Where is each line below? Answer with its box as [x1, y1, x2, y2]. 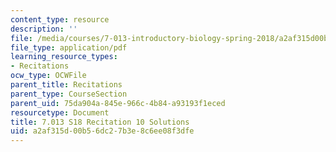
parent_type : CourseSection [10, 89, 128, 99]
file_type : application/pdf [10, 42, 128, 53]
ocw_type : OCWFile [10, 71, 87, 81]
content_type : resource [10, 14, 110, 25]
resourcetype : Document [10, 107, 110, 118]
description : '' [10, 24, 78, 34]
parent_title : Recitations [10, 80, 123, 90]
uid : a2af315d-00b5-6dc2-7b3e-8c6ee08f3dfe [10, 126, 195, 136]
